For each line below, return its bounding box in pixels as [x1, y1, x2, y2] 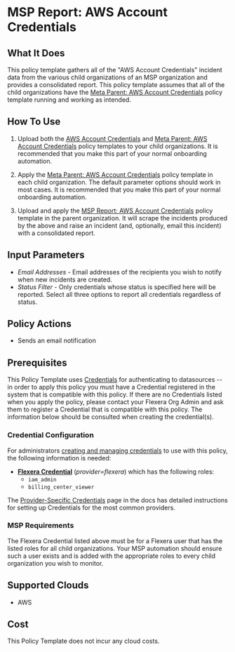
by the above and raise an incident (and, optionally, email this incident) [17, 221, 222, 229]
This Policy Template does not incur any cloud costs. [7, 637, 160, 646]
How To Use [7, 116, 61, 128]
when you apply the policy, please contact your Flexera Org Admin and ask [7, 398, 224, 406]
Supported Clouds [7, 580, 89, 592]
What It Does [7, 47, 65, 59]
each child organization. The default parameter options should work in [17, 178, 221, 186]
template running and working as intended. [7, 95, 132, 104]
